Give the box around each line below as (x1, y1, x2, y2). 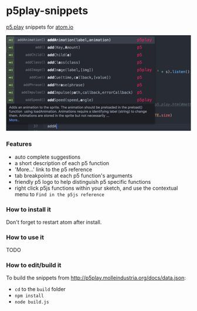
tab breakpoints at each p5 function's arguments (14, 172, 133, 179)
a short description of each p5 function (14, 159, 110, 166)
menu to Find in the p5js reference (14, 190, 104, 197)
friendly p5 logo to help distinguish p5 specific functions (14, 178, 151, 185)
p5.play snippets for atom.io (6, 23, 74, 30)
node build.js (14, 299, 49, 305)
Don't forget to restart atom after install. (6, 218, 102, 225)
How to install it (6, 205, 52, 213)
